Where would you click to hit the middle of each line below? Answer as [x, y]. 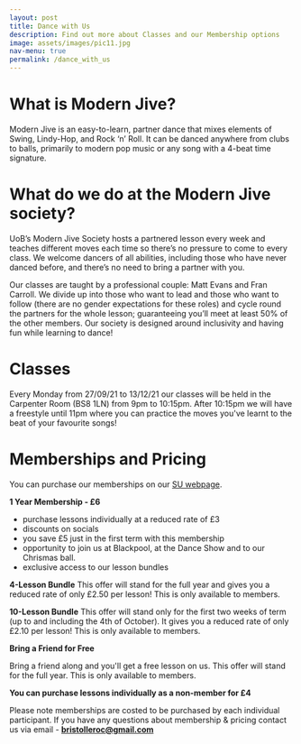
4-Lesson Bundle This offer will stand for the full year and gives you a [140, 584]
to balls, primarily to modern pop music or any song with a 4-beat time [141, 148]
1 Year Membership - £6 [55, 501]
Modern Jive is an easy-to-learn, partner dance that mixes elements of [141, 129]
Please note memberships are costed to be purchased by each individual [145, 710]
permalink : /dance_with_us [60, 60]
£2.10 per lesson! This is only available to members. [105, 630]
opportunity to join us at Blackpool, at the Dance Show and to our [144, 547]
